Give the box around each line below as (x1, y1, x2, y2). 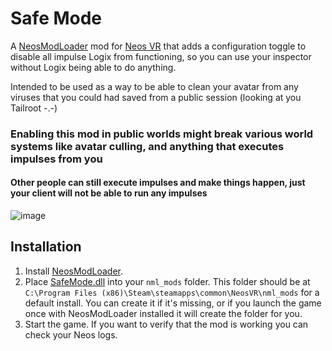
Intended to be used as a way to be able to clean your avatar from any (10, 80, 299, 92)
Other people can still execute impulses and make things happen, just (10, 177, 306, 189)
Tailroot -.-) (10, 102, 58, 114)
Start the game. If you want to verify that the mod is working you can (24, 318, 309, 330)
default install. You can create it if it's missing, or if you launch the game (24, 297, 322, 309)
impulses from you (10, 152, 103, 166)
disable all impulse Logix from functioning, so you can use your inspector (10, 50, 312, 62)
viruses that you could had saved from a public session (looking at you (10, 91, 302, 103)
